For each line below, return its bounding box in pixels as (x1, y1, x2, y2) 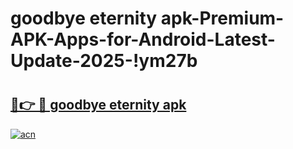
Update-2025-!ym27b (10, 50, 198, 72)
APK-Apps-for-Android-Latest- (10, 28, 276, 51)
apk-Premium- (160, 7, 285, 30)
